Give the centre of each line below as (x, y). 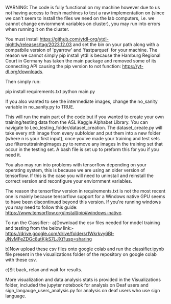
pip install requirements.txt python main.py (50, 91)
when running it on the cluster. (37, 29)
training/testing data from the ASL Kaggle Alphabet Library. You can (77, 122)
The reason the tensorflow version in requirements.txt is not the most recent (86, 191)
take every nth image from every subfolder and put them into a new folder (83, 133)
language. (16, 296)
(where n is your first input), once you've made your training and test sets (82, 138)
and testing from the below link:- (40, 228)
